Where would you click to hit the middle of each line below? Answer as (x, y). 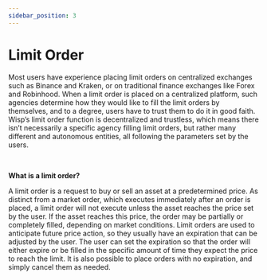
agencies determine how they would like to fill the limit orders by (114, 102)
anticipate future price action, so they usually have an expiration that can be (133, 233)
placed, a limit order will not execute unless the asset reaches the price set (131, 208)
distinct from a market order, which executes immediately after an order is (130, 199)
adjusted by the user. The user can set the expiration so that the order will (130, 241)
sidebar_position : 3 (43, 16)
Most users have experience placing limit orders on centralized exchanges (130, 77)
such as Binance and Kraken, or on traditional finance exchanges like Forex (132, 85)
